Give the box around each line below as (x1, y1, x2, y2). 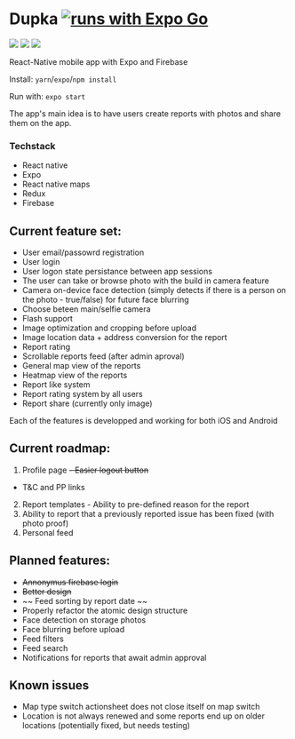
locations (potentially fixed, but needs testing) (21, 720, 191, 731)
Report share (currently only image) (21, 398, 153, 409)
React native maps (21, 179, 91, 190)
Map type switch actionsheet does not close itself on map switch (21, 702, 260, 712)
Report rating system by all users (21, 389, 144, 400)
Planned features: (9, 553, 111, 568)
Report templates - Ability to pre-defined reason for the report (21, 498, 250, 510)
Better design (21, 586, 72, 597)
